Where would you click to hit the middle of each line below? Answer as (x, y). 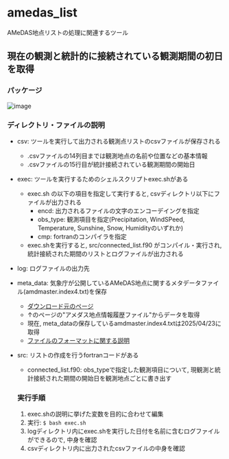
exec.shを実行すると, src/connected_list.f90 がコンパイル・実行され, (124, 245)
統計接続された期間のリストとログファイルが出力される (105, 254)
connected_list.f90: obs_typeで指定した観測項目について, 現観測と (121, 370)
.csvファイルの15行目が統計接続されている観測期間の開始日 (111, 164)
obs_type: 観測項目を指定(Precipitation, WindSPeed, (111, 219)
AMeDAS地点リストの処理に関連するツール (68, 32)
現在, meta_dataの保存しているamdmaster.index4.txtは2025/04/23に (124, 323)
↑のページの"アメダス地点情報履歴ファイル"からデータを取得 (113, 315)
